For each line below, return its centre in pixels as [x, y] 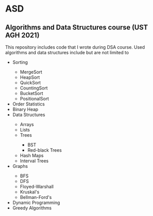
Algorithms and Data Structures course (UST [76, 27]
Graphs [20, 166]
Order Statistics [29, 104]
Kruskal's [30, 192]
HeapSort [30, 77]
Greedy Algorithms [32, 208]
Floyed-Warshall [37, 187]
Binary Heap [25, 109]
